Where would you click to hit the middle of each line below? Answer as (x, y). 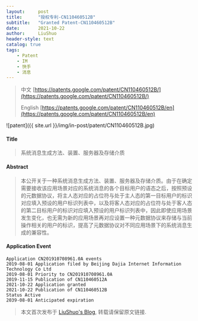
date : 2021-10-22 (36, 28)
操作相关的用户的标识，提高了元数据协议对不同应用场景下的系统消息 (104, 225)
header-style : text (30, 39)
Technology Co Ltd (29, 269)
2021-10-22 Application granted (46, 284)
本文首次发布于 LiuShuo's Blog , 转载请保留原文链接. (84, 312)
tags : (13, 50)
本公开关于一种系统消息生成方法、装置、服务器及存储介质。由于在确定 (106, 180)
